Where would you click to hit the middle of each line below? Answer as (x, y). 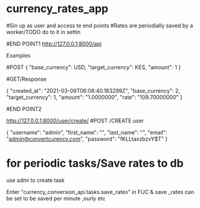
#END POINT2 (24, 109)
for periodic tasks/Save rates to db (95, 163)
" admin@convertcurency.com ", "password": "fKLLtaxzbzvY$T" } (87, 139)
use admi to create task (35, 180)
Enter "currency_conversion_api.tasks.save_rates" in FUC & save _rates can (100, 192)
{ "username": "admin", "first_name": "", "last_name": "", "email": (87, 132)
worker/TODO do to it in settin (44, 32)
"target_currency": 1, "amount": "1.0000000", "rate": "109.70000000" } (95, 97)
